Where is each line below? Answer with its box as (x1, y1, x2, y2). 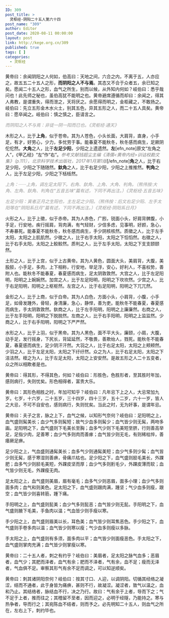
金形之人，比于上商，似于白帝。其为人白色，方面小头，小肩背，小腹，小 (5, 294, 155, 300)
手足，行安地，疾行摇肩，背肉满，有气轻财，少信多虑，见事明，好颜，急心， (5, 222, 164, 228)
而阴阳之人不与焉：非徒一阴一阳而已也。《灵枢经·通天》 (5, 122, 119, 128)
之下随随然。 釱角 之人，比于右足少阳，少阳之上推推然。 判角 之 (31, 165, 159, 171)
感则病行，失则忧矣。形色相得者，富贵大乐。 (5, 378, 98, 384)
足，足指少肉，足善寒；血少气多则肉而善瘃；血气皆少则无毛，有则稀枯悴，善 (5, 431, 164, 437)
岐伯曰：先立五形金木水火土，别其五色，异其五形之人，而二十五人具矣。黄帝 (5, 105, 164, 111)
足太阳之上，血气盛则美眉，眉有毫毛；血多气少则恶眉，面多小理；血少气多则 (5, 478, 164, 484)
